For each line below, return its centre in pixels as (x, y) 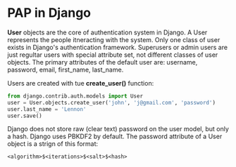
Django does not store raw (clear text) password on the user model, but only (118, 129)
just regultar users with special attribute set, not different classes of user (113, 55)
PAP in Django (49, 13)
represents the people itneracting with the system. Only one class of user (114, 39)
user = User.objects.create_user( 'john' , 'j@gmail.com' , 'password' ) (112, 102)
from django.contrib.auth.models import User (75, 96)
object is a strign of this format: (53, 144)
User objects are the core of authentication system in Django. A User (107, 32)
